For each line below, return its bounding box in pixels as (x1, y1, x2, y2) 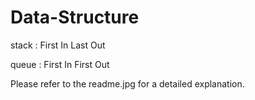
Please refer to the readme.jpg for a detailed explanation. (10, 77, 245, 90)
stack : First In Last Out (10, 39, 106, 51)
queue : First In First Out (10, 58, 110, 70)
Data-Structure (10, 6, 140, 29)
